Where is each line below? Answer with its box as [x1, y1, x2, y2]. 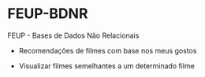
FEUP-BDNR [7, 5, 88, 23]
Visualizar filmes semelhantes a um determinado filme [18, 60, 195, 71]
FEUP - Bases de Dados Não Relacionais [7, 31, 140, 40]
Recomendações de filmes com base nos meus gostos [18, 46, 197, 55]
